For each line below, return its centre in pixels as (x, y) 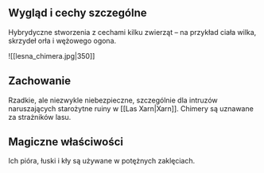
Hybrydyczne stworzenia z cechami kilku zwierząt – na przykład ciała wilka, (132, 32)
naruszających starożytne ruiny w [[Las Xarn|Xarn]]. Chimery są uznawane (131, 108)
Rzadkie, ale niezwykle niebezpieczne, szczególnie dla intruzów (113, 100)
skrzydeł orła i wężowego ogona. (62, 40)
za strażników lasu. (40, 117)
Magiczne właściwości (66, 142)
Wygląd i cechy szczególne (78, 13)
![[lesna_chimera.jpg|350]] (52, 56)
